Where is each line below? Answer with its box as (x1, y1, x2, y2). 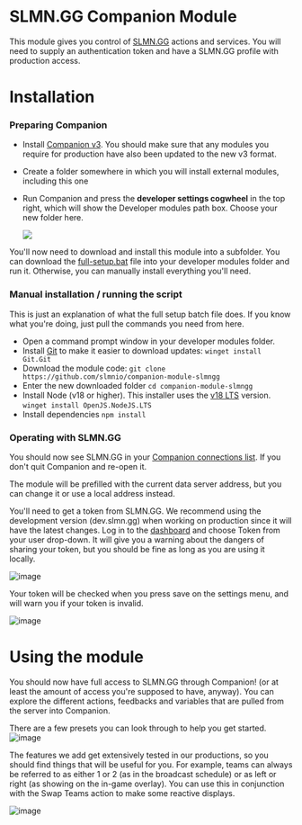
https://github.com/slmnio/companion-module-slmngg (22, 372, 220, 381)
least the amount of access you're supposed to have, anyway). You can (9, 686, 274, 696)
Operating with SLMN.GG (9, 431, 121, 444)
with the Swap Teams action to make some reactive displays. (9, 787, 235, 798)
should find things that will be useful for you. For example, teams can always (9, 758, 293, 770)
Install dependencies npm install (22, 408, 147, 419)
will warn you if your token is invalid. (9, 598, 144, 609)
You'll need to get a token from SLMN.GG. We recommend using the (9, 506, 262, 516)
